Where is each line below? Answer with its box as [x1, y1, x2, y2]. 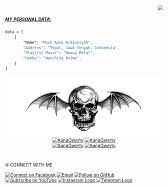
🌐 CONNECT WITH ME [5, 161, 52, 167]
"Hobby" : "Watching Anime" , [23, 55, 81, 61]
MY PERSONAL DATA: [5, 16, 51, 22]
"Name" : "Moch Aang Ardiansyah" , [23, 40, 93, 45]
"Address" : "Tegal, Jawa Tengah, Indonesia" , [23, 45, 120, 50]
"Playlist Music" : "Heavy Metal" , [23, 50, 95, 55]
